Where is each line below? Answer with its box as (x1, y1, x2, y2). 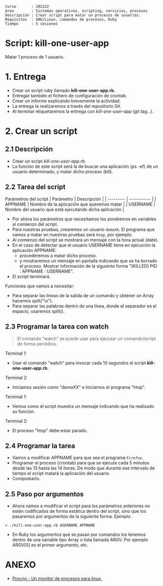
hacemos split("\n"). (12, 298, 53, 304)
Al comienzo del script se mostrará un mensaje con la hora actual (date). (12, 237, 159, 243)
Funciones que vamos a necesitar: (5, 283, 74, 289)
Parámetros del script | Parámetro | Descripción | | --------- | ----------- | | (5, 196, 157, 202)
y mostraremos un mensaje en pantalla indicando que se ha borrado (19, 258, 158, 264)
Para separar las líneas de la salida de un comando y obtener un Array (12, 292, 154, 298)
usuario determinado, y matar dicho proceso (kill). (12, 168, 114, 174)
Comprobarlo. (12, 476, 41, 482)
